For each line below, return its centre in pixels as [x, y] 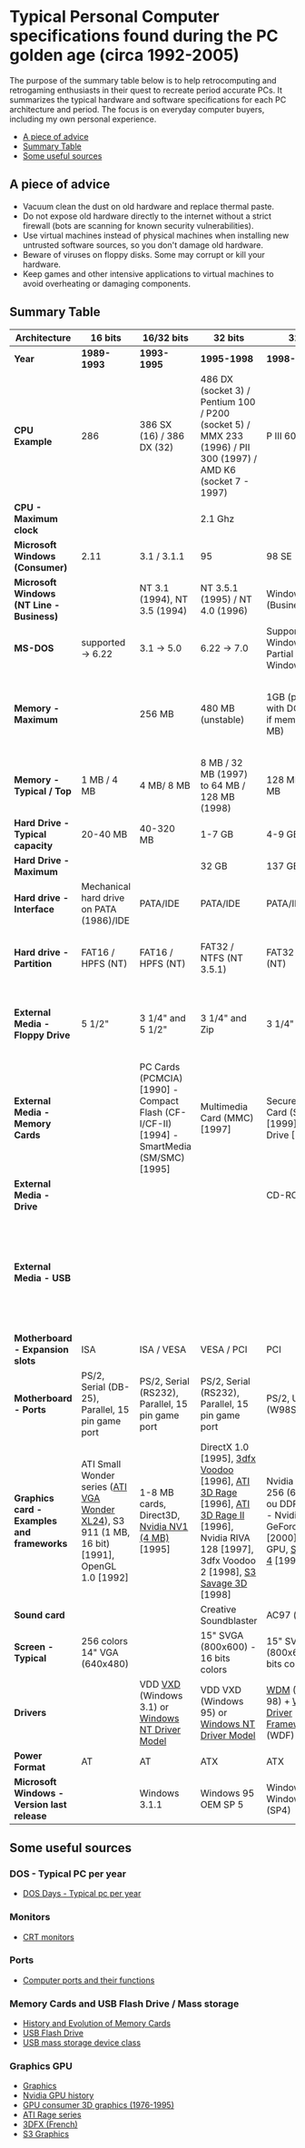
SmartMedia [166, 1146]
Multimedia [224, 1107]
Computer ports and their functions [89, 1980]
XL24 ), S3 [103, 1521]
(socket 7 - [225, 481]
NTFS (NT [221, 958]
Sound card [39, 1615]
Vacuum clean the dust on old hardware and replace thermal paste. [148, 206]
